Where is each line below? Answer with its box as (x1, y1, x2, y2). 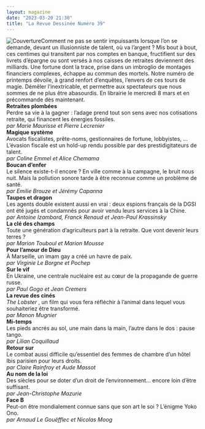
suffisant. (6, 384, 31, 391)
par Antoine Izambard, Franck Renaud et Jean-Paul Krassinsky (6, 213, 167, 221)
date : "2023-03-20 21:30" (6, 15, 72, 21)
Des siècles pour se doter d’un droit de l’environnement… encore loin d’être (6, 377, 196, 384)
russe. (6, 279, 23, 286)
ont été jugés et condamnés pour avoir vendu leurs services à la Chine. (6, 207, 187, 214)
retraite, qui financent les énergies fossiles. (6, 116, 115, 123)
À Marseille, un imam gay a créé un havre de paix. (6, 253, 133, 260)
